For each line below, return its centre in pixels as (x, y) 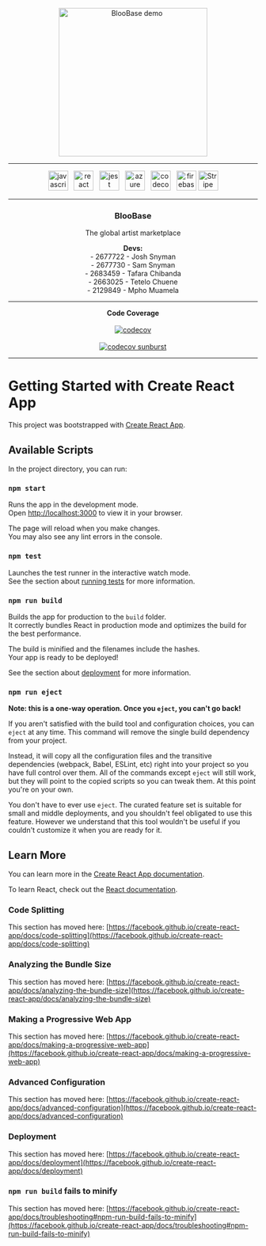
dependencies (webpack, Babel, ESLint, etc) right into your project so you (129, 765)
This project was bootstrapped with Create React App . (97, 425)
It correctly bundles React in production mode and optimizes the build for (127, 625)
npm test (25, 557)
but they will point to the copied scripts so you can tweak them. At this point (132, 781)
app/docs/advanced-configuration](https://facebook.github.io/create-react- (133, 1107)
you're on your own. (41, 790)
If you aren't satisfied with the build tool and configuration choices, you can (131, 724)
